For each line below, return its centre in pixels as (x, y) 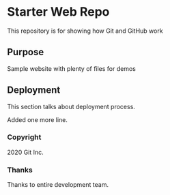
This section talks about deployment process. (71, 106)
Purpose (26, 52)
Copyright (24, 137)
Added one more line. (38, 119)
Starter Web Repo (58, 12)
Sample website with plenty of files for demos (72, 68)
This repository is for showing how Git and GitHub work (85, 31)
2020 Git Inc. (26, 152)
